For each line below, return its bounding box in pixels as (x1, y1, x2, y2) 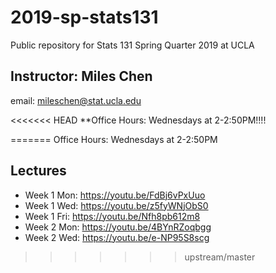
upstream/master (184, 251, 256, 263)
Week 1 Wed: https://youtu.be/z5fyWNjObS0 (24, 199, 209, 211)
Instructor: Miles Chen (10, 68, 153, 85)
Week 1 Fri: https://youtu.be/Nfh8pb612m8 (24, 210, 201, 222)
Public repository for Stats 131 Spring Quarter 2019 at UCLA (10, 39, 255, 51)
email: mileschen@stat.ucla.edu (10, 94, 142, 106)
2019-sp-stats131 (10, 6, 159, 29)
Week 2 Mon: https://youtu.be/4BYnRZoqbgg (24, 221, 212, 233)
